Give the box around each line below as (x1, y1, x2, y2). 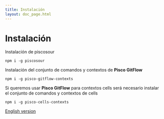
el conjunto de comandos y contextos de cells (5, 90, 98, 96)
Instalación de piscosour (5, 49, 55, 55)
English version (5, 108, 36, 114)
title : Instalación (5, 7, 45, 12)
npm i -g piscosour (5, 58, 45, 64)
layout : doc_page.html (5, 12, 51, 17)
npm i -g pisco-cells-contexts (5, 100, 69, 105)
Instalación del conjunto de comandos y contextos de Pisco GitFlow (5, 67, 143, 73)
